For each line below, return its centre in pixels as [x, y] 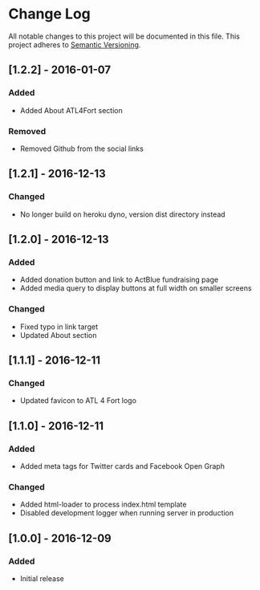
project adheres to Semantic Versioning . [75, 44]
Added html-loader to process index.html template [103, 505]
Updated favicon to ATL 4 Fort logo [78, 401]
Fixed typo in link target [59, 327]
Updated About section [58, 335]
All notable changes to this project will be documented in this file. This [124, 36]
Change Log [49, 14]
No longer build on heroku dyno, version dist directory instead [123, 214]
